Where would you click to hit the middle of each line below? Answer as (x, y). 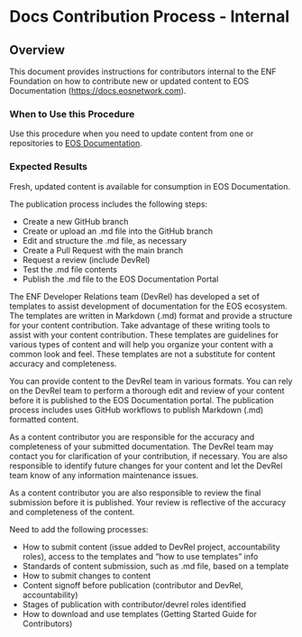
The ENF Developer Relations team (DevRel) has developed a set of (134, 296)
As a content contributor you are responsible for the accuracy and (132, 437)
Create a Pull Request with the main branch (102, 250)
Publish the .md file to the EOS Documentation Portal (120, 279)
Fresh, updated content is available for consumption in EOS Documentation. (150, 186)
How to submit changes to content (87, 576)
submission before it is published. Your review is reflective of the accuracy (148, 502)
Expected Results (49, 167)
